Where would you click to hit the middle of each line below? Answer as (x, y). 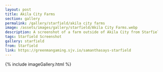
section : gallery (23, 18)
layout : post (18, 9)
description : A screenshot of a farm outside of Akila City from (72, 32)
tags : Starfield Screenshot (33, 37)
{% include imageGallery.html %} (38, 64)
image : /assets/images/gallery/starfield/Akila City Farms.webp (71, 28)
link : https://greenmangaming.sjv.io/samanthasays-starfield (68, 50)
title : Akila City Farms (30, 14)
